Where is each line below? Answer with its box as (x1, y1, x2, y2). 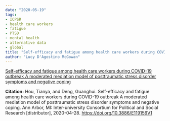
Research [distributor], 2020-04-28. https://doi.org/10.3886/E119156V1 (5, 110, 153, 116)
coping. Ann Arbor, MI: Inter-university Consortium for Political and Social (5, 104, 158, 111)
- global (5, 45, 24, 50)
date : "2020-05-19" (5, 7, 47, 13)
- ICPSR (5, 17, 22, 22)
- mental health (5, 36, 39, 41)
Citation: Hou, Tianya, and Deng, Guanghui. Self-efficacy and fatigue (5, 89, 150, 95)
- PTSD (5, 31, 19, 36)
